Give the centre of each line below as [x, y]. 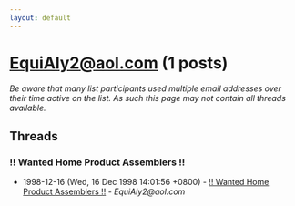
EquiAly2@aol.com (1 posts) [119, 62]
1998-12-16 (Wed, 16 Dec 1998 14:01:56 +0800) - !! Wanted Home [146, 182]
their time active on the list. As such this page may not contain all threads [148, 98]
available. [28, 108]
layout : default [40, 18]
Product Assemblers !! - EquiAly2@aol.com [104, 191]
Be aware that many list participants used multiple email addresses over [146, 88]
